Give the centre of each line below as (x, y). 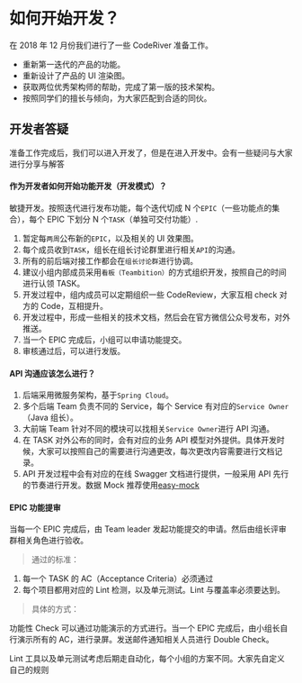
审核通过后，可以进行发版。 (74, 351)
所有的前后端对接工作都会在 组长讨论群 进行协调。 (110, 260)
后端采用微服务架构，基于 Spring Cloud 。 (98, 395)
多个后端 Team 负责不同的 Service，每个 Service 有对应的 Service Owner (155, 406)
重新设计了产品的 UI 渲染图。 (76, 75)
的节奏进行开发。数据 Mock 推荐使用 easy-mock (111, 485)
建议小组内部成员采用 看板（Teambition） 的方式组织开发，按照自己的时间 (154, 272)
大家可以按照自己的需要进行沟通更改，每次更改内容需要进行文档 (156, 451)
